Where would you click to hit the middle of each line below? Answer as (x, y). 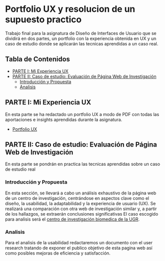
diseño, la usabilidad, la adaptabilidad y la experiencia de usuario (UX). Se (81, 203)
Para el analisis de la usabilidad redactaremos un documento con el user (79, 242)
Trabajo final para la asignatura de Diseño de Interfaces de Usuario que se (81, 33)
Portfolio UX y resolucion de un (70, 9)
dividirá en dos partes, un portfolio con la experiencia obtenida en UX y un (81, 38)
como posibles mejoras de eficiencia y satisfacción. (58, 253)
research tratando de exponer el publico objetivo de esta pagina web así (79, 248)
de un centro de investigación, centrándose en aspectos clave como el (77, 198)
